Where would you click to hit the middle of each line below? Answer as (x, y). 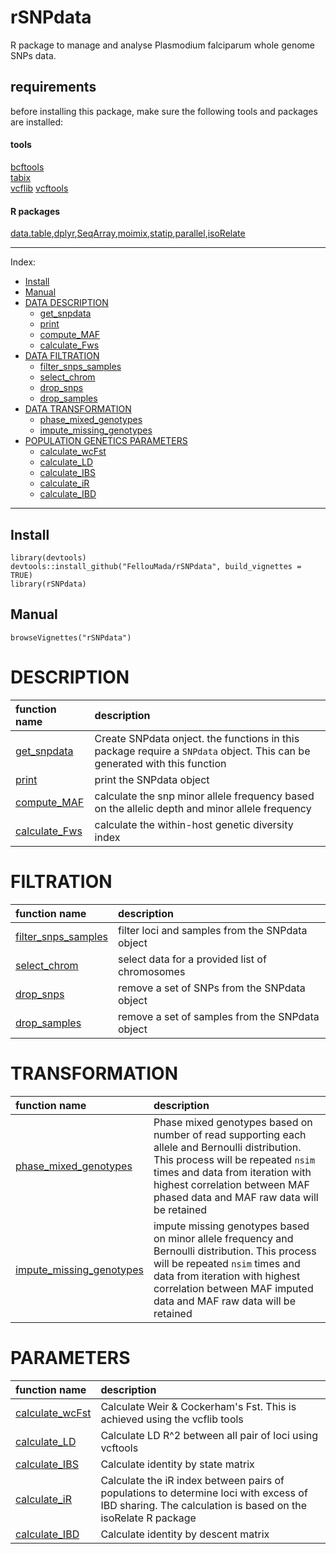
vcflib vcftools (39, 188)
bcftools (27, 167)
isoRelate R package (148, 1518)
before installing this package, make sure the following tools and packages (164, 111)
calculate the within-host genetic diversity (194, 824)
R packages (35, 211)
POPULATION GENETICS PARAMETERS (106, 441)
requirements (53, 87)
